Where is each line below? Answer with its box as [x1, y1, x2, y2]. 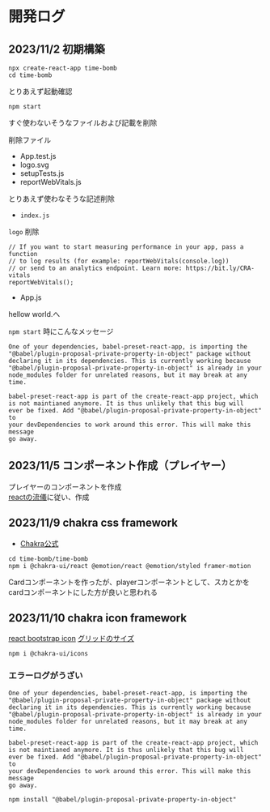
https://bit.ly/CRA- [185, 264, 255, 272]
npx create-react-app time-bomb [8, 64, 117, 72]
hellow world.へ [8, 310, 61, 318]
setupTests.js [19, 169, 65, 178]
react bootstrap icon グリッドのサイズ [8, 634, 135, 643]
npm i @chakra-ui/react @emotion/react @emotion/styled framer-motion [8, 562, 251, 570]
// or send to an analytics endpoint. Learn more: [8, 264, 183, 272]
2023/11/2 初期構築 [8, 42, 105, 56]
